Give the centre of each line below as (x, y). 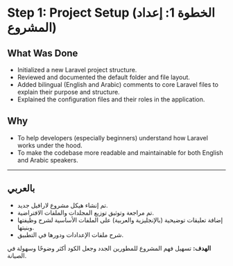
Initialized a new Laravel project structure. (77, 70)
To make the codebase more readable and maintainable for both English (120, 152)
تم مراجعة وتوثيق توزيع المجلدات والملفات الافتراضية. (86, 213)
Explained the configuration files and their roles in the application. (111, 99)
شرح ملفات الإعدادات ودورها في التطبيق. (70, 235)
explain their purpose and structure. (68, 92)
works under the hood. (50, 145)
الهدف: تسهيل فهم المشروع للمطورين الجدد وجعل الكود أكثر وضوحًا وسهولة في (109, 248)
